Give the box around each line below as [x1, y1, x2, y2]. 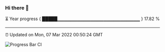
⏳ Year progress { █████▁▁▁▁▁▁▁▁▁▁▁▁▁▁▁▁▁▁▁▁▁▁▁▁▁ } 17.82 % [5, 16, 160, 22]
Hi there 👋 [5, 4, 29, 11]
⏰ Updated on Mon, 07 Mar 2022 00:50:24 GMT [5, 32, 103, 38]
